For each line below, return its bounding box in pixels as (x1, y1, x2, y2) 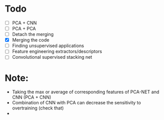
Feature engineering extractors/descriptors (12, 49, 102, 55)
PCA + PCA (12, 26, 36, 31)
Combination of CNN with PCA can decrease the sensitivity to (12, 100, 141, 106)
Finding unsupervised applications (12, 43, 85, 49)
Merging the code (12, 37, 50, 43)
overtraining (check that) (12, 105, 64, 111)
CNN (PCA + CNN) (12, 94, 52, 100)
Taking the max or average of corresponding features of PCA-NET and (12, 89, 160, 95)
